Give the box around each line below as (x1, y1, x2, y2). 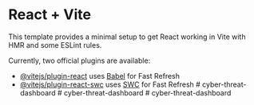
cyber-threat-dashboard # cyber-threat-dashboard (63, 87, 232, 97)
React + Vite (8, 6, 92, 24)
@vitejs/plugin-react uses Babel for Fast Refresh (19, 71, 181, 80)
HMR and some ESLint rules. (8, 40, 102, 49)
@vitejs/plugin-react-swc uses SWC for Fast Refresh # (19, 80, 201, 89)
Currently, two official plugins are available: (8, 56, 151, 65)
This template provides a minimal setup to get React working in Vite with (8, 32, 246, 41)
